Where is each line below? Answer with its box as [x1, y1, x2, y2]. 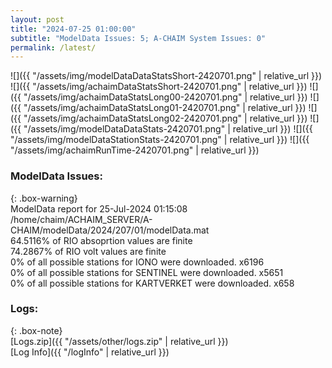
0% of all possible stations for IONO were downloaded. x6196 [10, 256, 265, 268]
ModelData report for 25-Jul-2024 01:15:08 [10, 202, 188, 215]
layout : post [10, 14, 65, 25]
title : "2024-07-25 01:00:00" [10, 24, 137, 34]
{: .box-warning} [10, 192, 78, 204]
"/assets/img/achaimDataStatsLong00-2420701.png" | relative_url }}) [23, 91, 308, 103]
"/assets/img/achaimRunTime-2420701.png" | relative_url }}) [10, 144, 260, 156]
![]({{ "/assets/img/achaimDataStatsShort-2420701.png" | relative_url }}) [10, 81, 308, 93]
